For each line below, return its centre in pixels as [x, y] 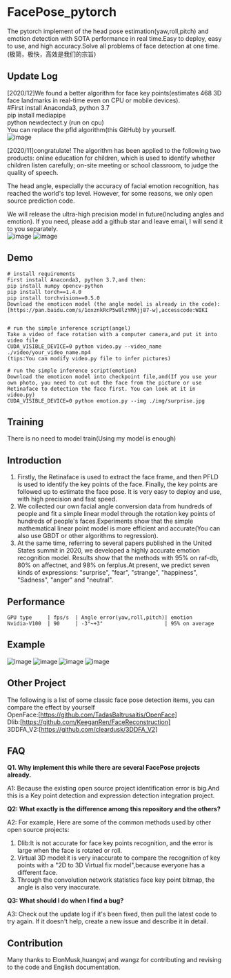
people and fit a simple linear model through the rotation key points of [116, 514]
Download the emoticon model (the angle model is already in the [103, 304]
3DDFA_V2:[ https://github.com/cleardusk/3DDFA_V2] [82, 729]
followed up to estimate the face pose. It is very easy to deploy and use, [119, 492]
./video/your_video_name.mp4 [49, 352]
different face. [37, 873]
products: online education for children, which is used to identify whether [111, 158]
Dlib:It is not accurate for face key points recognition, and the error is [115, 843]
